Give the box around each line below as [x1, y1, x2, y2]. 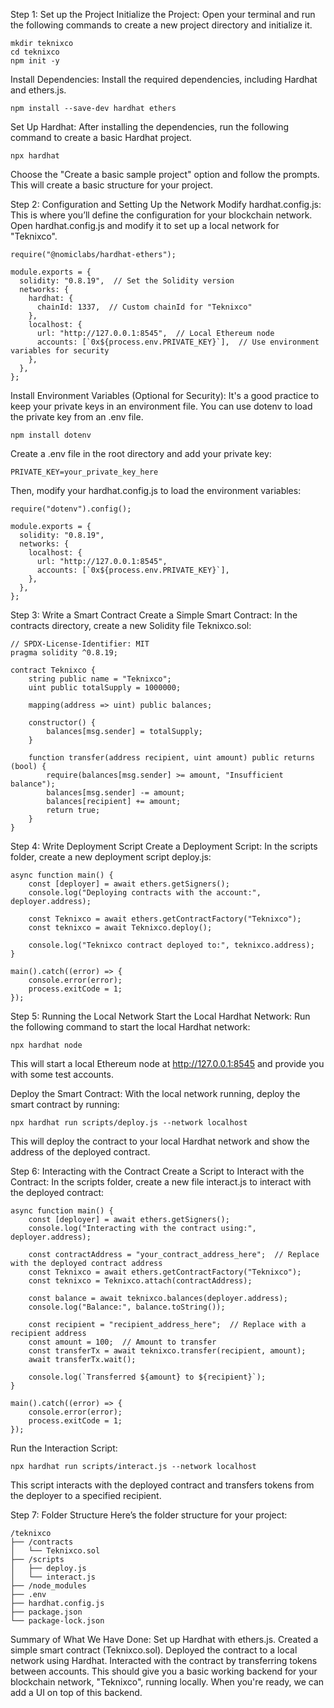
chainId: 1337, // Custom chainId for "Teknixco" [36, 302, 253, 312]
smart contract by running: [10, 1099, 120, 1110]
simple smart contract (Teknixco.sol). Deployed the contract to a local [10, 1644, 298, 1656]
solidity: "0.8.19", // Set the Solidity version [19, 276, 235, 286]
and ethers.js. [10, 84, 67, 96]
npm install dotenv [10, 430, 92, 440]
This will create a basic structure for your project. [10, 179, 213, 191]
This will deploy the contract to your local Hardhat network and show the [10, 1135, 310, 1147]
